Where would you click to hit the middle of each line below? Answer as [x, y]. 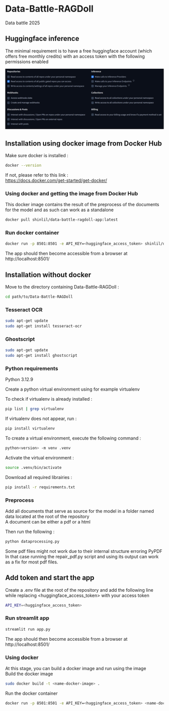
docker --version [23, 165]
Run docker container [32, 232]
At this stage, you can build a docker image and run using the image [76, 669]
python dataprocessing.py [32, 541]
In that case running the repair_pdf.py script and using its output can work [82, 556]
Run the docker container [31, 693]
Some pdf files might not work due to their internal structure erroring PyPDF [84, 551]
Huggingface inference [42, 39]
